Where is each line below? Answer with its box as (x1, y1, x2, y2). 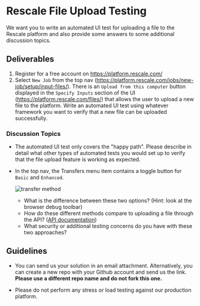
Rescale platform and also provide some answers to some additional (6, 30, 175, 37)
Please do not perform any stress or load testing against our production (14, 286, 192, 293)
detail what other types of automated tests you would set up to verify (14, 150, 186, 157)
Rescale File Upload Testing (6, 4, 147, 18)
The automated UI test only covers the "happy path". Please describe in (14, 143, 192, 150)
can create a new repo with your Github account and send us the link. (14, 268, 187, 275)
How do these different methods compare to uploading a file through (23, 210, 193, 217)
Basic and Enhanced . (14, 174, 64, 181)
